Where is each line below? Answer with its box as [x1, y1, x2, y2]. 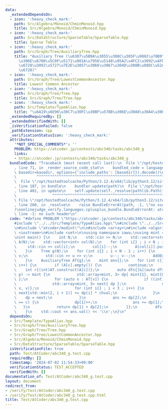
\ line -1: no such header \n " [14, 212, 77, 217]
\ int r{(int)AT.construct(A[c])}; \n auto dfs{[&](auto [14, 267, 155, 272]
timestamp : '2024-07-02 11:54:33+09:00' [9, 360, 95, 365]
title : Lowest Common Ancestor [14, 81, 79, 86]
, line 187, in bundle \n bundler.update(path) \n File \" [14, 184, 144, 189]
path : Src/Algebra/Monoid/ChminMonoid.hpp [14, 21, 104, 26]
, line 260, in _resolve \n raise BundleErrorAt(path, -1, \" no [14, 202, 155, 207]
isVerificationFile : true [9, 346, 64, 351]
